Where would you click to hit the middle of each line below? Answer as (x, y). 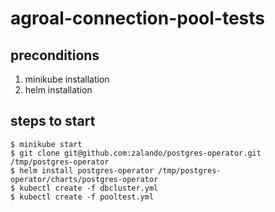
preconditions (55, 55)
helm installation (58, 90)
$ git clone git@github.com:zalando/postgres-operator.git (136, 153)
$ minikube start (46, 144)
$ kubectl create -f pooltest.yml (82, 197)
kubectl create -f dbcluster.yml (89, 188)
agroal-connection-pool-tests (138, 18)
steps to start (53, 121)
